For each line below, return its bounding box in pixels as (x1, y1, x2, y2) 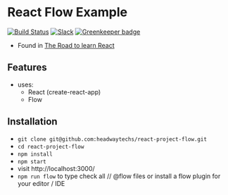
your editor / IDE (17, 179, 65, 187)
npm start (17, 158, 47, 165)
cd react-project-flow (17, 143, 84, 150)
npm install (17, 151, 53, 158)
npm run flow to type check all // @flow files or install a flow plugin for (17, 172, 221, 180)
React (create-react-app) (27, 87, 101, 96)
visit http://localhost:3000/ (17, 164, 95, 172)
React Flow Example (7, 4, 128, 20)
